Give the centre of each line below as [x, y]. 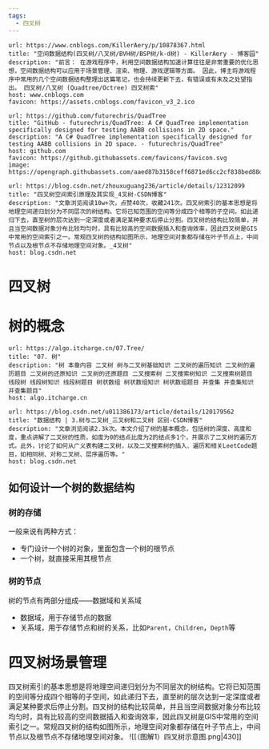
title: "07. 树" [35, 356]
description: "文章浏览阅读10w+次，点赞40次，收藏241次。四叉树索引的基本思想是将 [133, 203]
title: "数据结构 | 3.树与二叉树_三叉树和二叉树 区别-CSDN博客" [106, 420]
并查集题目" [25, 391]
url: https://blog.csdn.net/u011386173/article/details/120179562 [121, 412]
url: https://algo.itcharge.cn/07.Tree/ [77, 348]
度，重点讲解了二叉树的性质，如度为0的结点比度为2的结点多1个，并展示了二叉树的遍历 [130, 437]
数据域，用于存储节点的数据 [66, 617]
